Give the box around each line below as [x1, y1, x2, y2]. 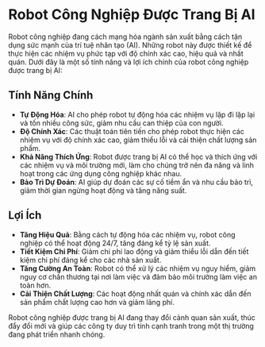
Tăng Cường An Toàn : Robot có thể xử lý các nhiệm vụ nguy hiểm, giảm [19, 264, 256, 273]
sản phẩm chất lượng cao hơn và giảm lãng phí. [19, 297, 175, 307]
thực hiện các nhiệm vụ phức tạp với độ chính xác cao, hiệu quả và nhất [8, 48, 244, 58]
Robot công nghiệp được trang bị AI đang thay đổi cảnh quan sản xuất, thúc [8, 312, 256, 322]
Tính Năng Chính [8, 89, 94, 102]
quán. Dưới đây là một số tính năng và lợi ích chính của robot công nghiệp [8, 57, 249, 67]
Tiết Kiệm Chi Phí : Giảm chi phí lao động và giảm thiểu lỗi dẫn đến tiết [19, 246, 249, 256]
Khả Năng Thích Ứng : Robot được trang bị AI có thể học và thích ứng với [19, 152, 258, 161]
